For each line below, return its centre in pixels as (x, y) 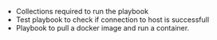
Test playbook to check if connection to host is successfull (112, 20)
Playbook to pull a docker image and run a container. (103, 28)
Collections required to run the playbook (82, 11)
